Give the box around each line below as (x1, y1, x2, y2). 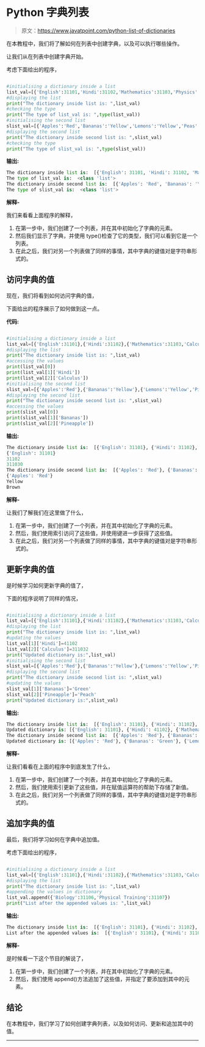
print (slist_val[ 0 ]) (6, 409, 59, 416)
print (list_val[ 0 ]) (6, 364, 56, 370)
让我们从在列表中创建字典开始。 (6, 52, 87, 60)
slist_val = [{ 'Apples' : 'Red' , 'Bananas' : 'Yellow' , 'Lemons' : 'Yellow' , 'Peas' (6, 123, 198, 129)
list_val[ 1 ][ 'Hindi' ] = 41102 (6, 640, 78, 647)
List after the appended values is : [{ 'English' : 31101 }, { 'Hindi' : (6, 930, 187, 936)
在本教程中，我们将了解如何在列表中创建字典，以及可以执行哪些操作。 (6, 40, 183, 47)
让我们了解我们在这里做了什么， (6, 509, 87, 516)
